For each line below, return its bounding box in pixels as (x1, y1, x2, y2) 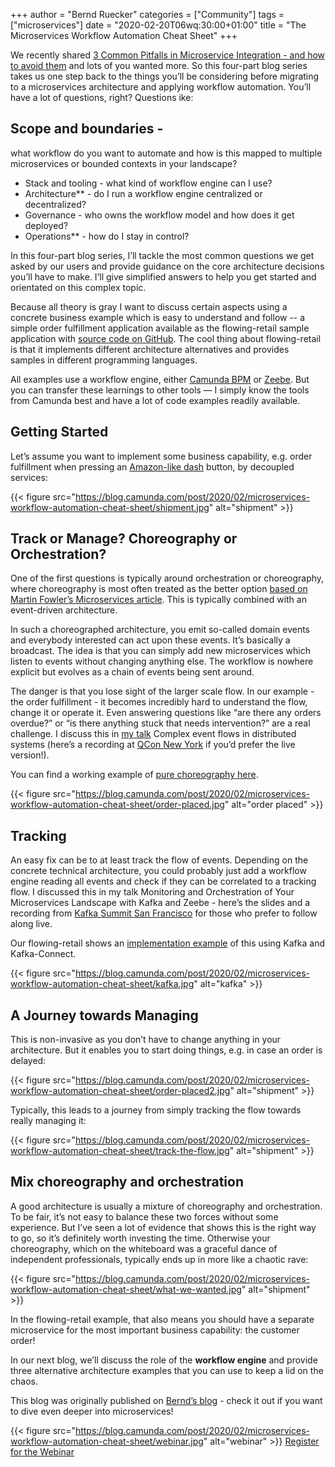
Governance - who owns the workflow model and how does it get (24, 209, 295, 221)
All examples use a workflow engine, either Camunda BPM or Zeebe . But (10, 373, 310, 385)
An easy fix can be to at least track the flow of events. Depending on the (10, 854, 309, 866)
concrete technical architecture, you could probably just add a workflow (10, 865, 307, 877)
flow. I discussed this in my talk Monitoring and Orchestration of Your (10, 886, 295, 898)
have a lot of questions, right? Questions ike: (10, 92, 194, 103)
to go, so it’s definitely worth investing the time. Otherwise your (10, 1232, 271, 1244)
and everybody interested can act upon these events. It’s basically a (10, 634, 291, 646)
